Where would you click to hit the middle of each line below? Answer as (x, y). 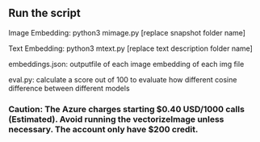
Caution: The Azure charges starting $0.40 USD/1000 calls (126, 109)
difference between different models (69, 88)
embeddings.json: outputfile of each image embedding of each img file (126, 64)
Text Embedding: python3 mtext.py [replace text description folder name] (130, 48)
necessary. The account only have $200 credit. (103, 129)
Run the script (44, 13)
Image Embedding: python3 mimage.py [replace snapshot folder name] (127, 32)
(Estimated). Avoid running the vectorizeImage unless (116, 119)
